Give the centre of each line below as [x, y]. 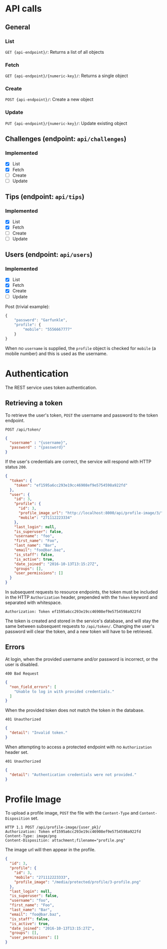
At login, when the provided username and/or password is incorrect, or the [82, 659]
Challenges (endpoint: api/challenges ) [66, 139]
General [18, 27]
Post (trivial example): [27, 306]
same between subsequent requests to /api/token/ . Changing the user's [80, 626]
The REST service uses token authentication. [51, 387]
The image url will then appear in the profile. [50, 850]
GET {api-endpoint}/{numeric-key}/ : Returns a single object [67, 76]
